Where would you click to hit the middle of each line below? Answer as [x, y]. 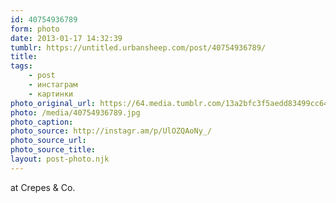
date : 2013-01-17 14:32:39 [66, 38]
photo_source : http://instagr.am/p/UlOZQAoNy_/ [111, 131]
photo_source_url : [48, 141]
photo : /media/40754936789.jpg [75, 112]
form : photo [35, 29]
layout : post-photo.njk [60, 159]
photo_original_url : [53, 103]
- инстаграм [53, 85]
